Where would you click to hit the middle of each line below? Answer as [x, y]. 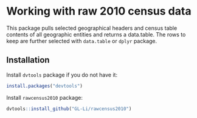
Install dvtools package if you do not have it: [62, 75]
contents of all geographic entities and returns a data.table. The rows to [96, 34]
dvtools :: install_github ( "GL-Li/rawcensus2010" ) [69, 109]
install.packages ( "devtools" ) [45, 86]
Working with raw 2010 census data [99, 11]
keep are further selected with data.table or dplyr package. [82, 41]
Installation [28, 60]
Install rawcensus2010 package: [45, 97]
